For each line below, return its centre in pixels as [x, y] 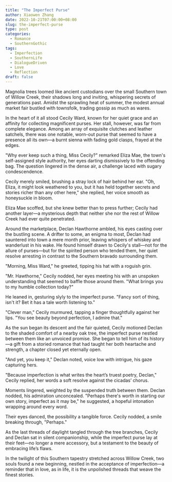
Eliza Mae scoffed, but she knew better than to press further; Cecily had [82, 208]
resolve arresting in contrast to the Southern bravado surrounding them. [82, 256]
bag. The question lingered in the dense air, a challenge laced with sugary [83, 166]
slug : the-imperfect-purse [34, 24]
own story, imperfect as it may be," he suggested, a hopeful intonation [80, 401]
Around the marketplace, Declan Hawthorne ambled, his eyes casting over [84, 229]
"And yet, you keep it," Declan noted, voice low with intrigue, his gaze [79, 359]
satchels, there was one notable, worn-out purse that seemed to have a [81, 134]
